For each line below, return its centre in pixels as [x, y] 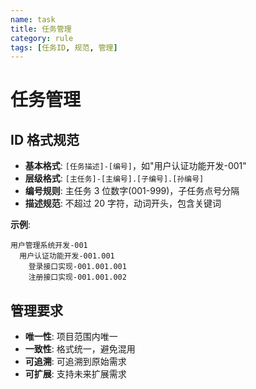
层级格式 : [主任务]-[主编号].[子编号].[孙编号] [114, 178]
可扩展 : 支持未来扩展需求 [75, 374]
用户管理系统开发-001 [49, 246]
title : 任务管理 [41, 29]
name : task [33, 19]
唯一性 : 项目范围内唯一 [71, 337]
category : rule [42, 38]
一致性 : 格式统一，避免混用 [80, 349]
